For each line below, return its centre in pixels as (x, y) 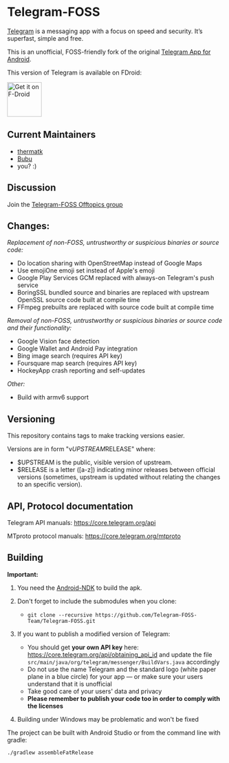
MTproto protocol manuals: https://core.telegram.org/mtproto (94, 536)
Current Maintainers (52, 135)
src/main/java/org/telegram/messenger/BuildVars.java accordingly (123, 662)
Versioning (31, 419)
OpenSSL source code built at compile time (78, 300)
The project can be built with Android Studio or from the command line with (114, 733)
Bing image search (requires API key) (69, 356)
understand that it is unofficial (69, 684)
